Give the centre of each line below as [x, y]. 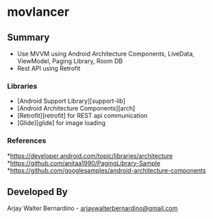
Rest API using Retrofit [49, 68]
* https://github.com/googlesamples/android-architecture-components [106, 170]
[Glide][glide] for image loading [61, 123]
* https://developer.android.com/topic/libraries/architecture [90, 156]
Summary [28, 37]
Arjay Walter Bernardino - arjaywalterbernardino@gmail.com [92, 208]
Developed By [38, 192]
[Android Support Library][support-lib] [71, 101]
